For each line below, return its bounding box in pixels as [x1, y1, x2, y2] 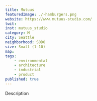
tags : [5, 53, 16, 59]
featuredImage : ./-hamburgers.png [5, 12, 77, 17]
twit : [5, 21, 16, 26]
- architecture [14, 63, 46, 68]
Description [5, 90, 29, 96]
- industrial [14, 68, 41, 73]
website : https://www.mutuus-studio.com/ [5, 16, 93, 21]
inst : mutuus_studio [5, 26, 48, 31]
